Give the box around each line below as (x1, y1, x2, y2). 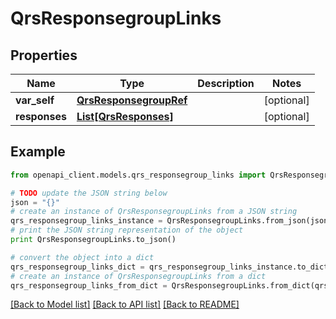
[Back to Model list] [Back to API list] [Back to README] (10, 298, 240, 311)
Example (10, 143, 66, 161)
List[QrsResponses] (76, 110, 174, 123)
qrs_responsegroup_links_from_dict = (10, 280, 168, 291)
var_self (15, 93, 55, 107)
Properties (10, 47, 78, 64)
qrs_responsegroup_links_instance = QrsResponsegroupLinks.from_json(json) (10, 216, 333, 226)
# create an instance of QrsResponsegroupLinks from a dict (10, 271, 267, 281)
